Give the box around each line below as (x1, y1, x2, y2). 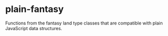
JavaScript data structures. (5, 25, 63, 31)
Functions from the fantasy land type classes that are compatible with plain (5, 20, 163, 26)
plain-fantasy (5, 3, 64, 15)
